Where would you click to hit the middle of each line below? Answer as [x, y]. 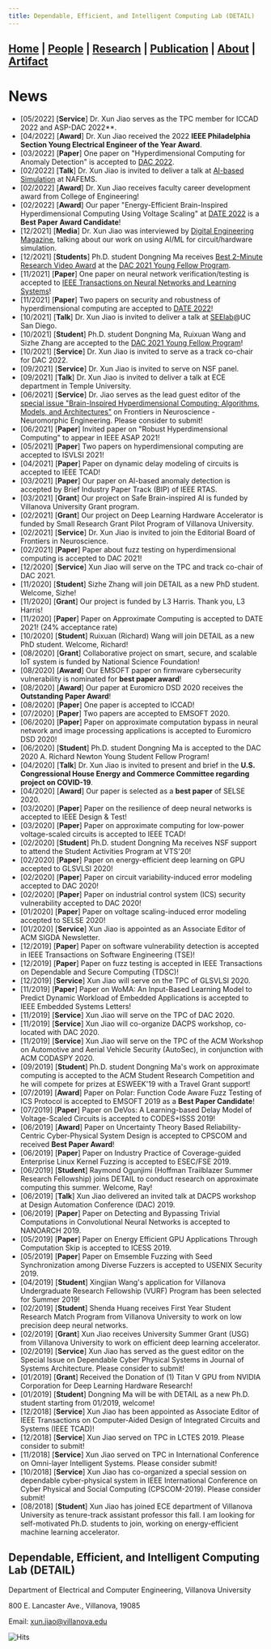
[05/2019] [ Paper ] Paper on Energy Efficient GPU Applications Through [139, 1239]
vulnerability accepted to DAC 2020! [80, 903]
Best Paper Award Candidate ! [70, 222]
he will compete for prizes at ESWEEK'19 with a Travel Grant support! [135, 1084]
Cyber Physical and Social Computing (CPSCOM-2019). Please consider [140, 1488]
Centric [32, 1136]
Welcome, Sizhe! [48, 592]
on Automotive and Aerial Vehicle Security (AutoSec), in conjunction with [142, 1049]
